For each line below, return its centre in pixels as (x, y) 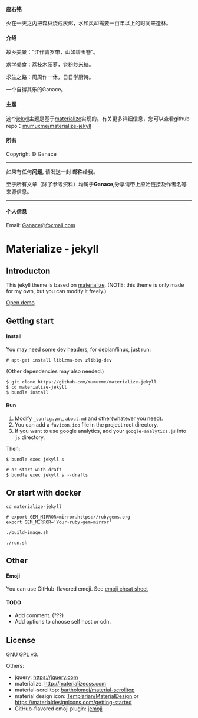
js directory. (30, 437)
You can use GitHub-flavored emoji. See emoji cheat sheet (77, 589)
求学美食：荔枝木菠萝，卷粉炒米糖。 (50, 64)
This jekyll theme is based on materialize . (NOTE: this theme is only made (95, 285)
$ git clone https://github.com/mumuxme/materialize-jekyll (82, 382)
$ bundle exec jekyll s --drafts (47, 475)
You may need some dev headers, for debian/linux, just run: (79, 349)
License (21, 640)
